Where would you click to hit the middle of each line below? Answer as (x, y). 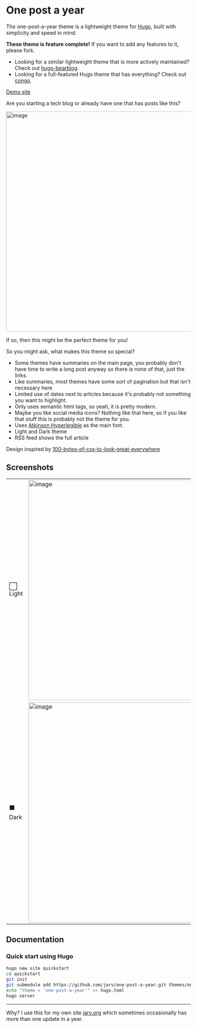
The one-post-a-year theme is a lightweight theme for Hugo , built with (91, 26)
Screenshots (30, 468)
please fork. (21, 50)
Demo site (18, 92)
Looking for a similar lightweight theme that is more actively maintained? (102, 62)
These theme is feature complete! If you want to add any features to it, (92, 44)
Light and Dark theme (41, 431)
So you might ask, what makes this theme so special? (71, 351)
